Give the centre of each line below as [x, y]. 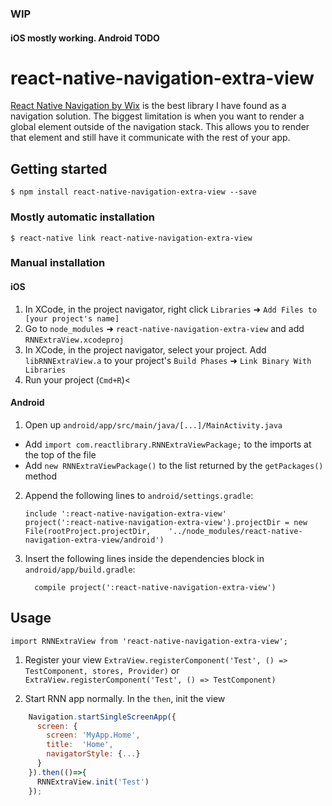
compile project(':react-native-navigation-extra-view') [155, 587]
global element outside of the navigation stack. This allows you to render [160, 127]
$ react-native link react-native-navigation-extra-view [131, 238]
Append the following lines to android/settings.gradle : [139, 495]
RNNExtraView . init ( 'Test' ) [93, 782]
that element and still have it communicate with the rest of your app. [150, 138]
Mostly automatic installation [83, 217]
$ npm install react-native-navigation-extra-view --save [133, 192]
